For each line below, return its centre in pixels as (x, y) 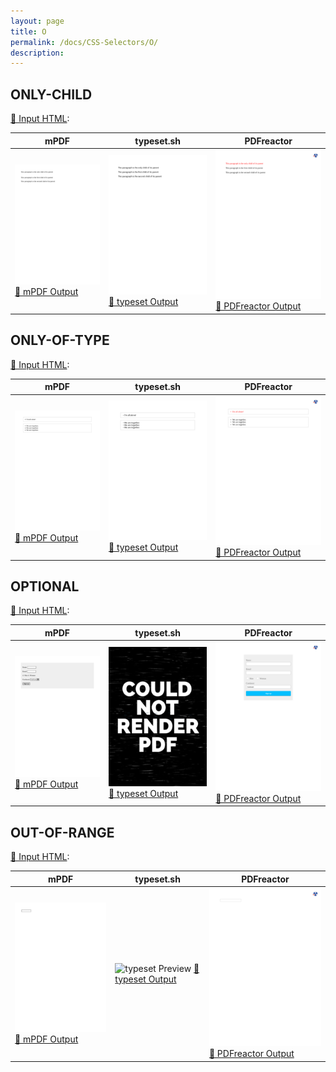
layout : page (37, 21)
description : (37, 53)
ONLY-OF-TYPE (60, 340)
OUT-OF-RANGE (62, 832)
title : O (28, 31)
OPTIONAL (45, 586)
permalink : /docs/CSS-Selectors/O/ (84, 42)
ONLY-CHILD (51, 94)
